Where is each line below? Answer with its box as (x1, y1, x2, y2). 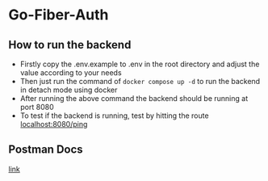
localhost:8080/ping (19, 120, 88, 128)
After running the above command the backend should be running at (19, 94, 249, 103)
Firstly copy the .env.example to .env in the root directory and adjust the (19, 59, 260, 69)
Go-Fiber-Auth (8, 6, 109, 24)
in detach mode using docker (19, 85, 118, 95)
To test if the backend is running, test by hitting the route (19, 111, 209, 120)
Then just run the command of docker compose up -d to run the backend (19, 77, 261, 86)
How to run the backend (8, 38, 132, 52)
